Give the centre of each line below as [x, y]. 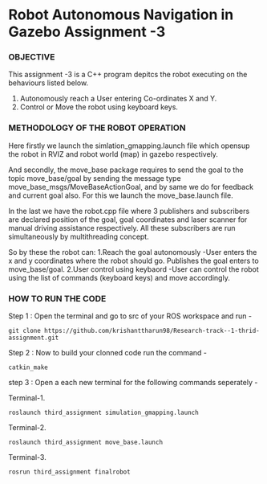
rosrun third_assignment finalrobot [69, 472]
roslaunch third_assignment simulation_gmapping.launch [103, 413]
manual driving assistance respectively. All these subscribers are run [122, 228]
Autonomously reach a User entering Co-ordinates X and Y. [118, 99]
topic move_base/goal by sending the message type [95, 178]
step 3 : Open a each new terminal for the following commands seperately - [133, 383]
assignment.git [34, 338]
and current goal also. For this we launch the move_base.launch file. [121, 195]
